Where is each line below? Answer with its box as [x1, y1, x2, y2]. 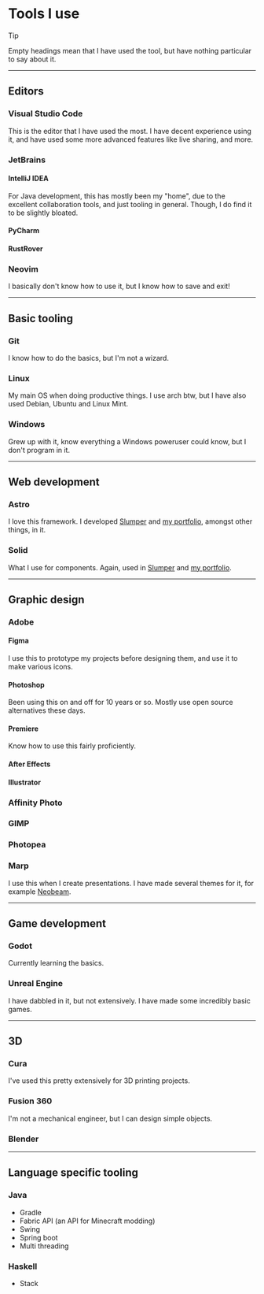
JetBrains [8, 154, 46, 165]
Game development [8, 917, 106, 930]
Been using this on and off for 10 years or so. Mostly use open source [8, 698, 233, 707]
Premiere [8, 724, 39, 733]
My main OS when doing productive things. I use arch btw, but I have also [8, 391, 247, 400]
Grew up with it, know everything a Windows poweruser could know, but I [8, 436, 247, 446]
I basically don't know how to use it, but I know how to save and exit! [8, 281, 230, 291]
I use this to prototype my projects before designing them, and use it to [8, 654, 238, 663]
